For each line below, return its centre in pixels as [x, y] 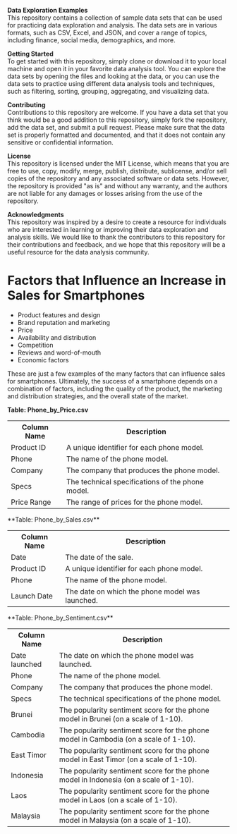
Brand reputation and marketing [64, 322]
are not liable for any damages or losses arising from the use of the [105, 194]
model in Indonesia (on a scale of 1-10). [126, 780]
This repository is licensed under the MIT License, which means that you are [119, 164]
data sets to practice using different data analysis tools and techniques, [111, 84]
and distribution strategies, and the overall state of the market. [98, 396]
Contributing [26, 105]
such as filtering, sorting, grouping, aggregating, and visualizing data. [108, 91]
